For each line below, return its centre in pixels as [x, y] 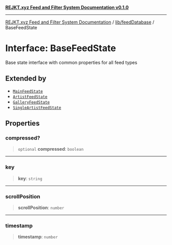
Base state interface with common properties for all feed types [71, 62]
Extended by [26, 79]
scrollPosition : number [41, 208]
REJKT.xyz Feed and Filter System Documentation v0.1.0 [67, 7]
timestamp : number [38, 237]
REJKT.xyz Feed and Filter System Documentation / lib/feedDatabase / [80, 22]
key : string [30, 178]
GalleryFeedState [31, 102]
